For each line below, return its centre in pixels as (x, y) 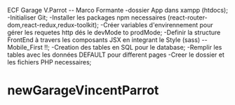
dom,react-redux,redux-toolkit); (53, 25)
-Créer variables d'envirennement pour (157, 25)
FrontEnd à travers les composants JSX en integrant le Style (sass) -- (108, 40)
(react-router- (188, 17)
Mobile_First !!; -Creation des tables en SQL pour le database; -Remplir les (115, 47)
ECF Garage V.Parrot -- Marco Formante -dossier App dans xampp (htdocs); (117, 10)
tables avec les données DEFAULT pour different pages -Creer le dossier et (116, 55)
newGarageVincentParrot (83, 91)
